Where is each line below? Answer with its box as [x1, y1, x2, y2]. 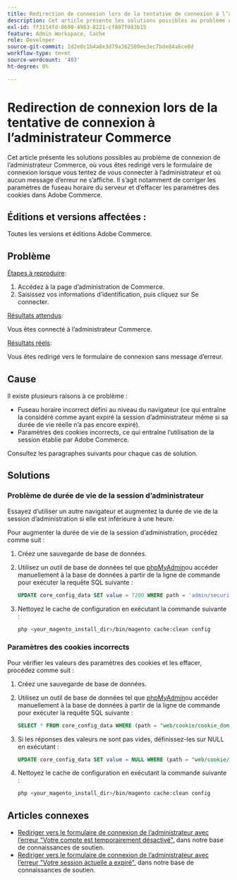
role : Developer [7, 37, 55, 44]
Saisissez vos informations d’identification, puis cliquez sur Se [17, 291, 199, 299]
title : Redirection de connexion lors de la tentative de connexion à [7, 10, 219, 18]
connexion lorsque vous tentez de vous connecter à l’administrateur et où [7, 168, 221, 177]
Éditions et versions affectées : [7, 211, 147, 223]
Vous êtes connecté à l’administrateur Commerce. [7, 325, 153, 334]
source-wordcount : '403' [7, 57, 80, 64]
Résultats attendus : [7, 312, 63, 320]
